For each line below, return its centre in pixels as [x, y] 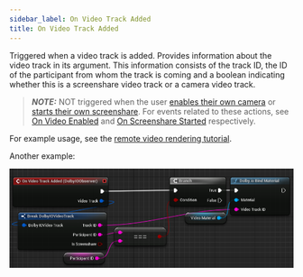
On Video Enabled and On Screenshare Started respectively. [143, 121]
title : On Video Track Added [64, 28]
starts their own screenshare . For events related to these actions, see [160, 111]
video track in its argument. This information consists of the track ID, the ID [148, 65]
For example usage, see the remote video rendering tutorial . [121, 138]
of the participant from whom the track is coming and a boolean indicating [147, 74]
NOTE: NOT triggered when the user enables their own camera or [154, 102]
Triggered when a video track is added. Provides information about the [141, 55]
